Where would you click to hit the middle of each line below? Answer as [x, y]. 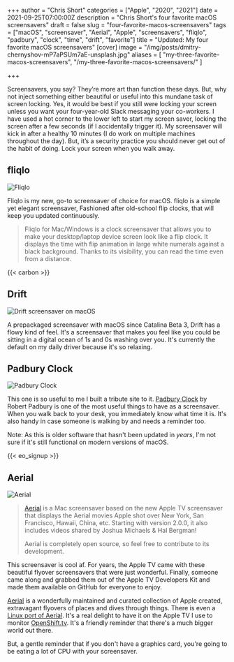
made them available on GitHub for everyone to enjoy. [85, 587]
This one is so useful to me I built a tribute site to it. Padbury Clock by [107, 399]
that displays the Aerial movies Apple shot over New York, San [114, 515]
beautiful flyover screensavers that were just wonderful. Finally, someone [113, 573]
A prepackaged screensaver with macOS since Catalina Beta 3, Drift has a [114, 325]
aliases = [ [147, 54]
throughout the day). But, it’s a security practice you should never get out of [116, 141]
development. [44, 552]
